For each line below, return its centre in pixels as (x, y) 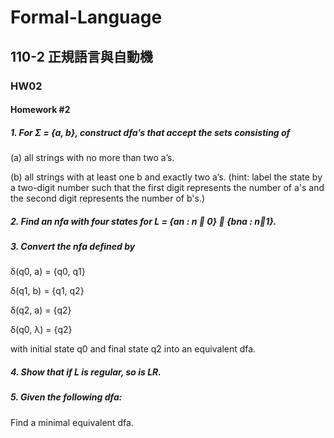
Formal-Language (86, 17)
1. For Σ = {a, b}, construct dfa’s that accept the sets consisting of (150, 132)
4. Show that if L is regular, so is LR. (86, 372)
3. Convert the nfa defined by (73, 247)
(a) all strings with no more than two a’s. (92, 158)
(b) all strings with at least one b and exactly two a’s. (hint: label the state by (166, 177)
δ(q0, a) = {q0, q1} (48, 272)
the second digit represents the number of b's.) (108, 198)
